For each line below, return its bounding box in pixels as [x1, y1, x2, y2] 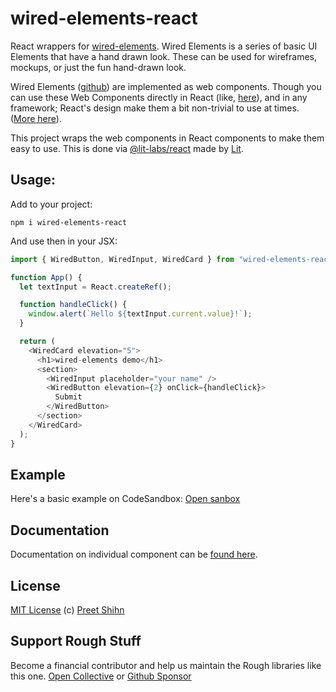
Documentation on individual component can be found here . [10, 548, 258, 561]
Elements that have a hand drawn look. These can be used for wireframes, [10, 50, 317, 62]
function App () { [10, 272, 83, 282]
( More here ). [10, 112, 62, 124]
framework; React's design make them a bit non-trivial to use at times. [10, 102, 300, 114]
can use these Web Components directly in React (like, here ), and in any [10, 91, 308, 103]
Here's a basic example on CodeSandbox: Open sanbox [10, 493, 241, 505]
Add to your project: [10, 198, 93, 210]
